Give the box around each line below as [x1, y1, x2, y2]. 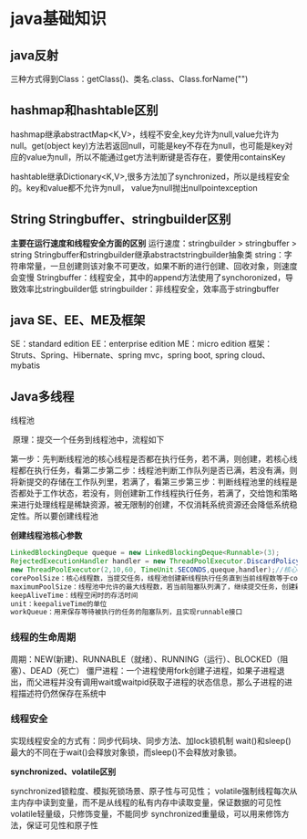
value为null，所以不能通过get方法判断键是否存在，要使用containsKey [26, 152, 286, 163]
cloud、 [240, 350, 271, 361]
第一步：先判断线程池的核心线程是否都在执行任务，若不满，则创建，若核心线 [10, 454, 298, 465]
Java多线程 [10, 389, 75, 404]
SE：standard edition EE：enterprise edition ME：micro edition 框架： [10, 339, 272, 350]
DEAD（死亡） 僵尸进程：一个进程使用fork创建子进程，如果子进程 [29, 665, 277, 676]
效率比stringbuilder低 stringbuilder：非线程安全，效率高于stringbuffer [17, 283, 280, 294]
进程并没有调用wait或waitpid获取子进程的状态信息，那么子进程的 [41, 676, 285, 687]
